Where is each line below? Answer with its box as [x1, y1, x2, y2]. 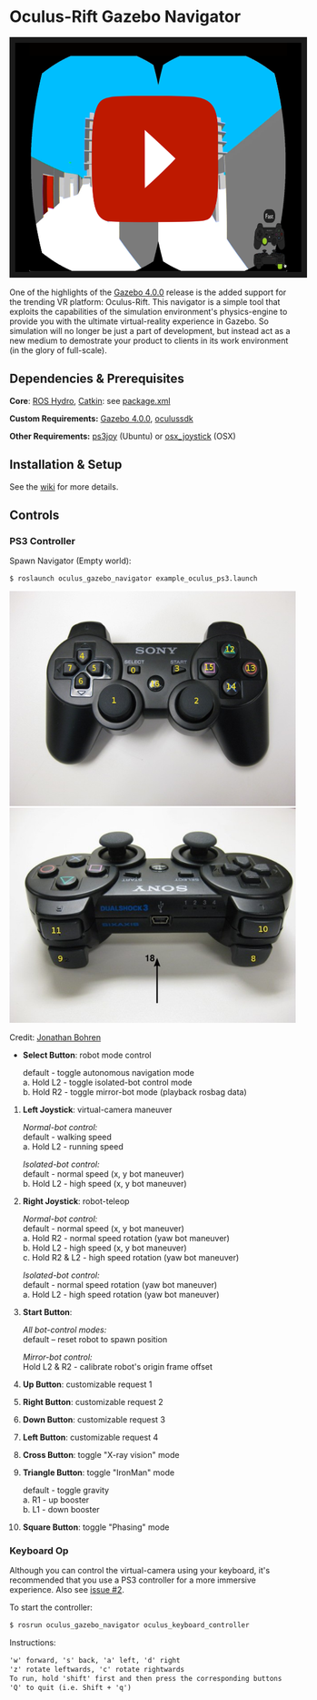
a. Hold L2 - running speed [22, 1141, 124, 1152]
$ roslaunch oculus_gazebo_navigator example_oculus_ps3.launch [9, 574, 258, 583]
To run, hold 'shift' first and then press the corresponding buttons [9, 1675, 282, 1684]
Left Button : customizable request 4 [22, 1432, 159, 1443]
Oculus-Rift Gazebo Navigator [9, 6, 242, 27]
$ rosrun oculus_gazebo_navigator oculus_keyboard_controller [9, 1621, 250, 1630]
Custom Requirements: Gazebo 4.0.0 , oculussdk [9, 412, 193, 424]
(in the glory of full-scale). [9, 344, 107, 356]
